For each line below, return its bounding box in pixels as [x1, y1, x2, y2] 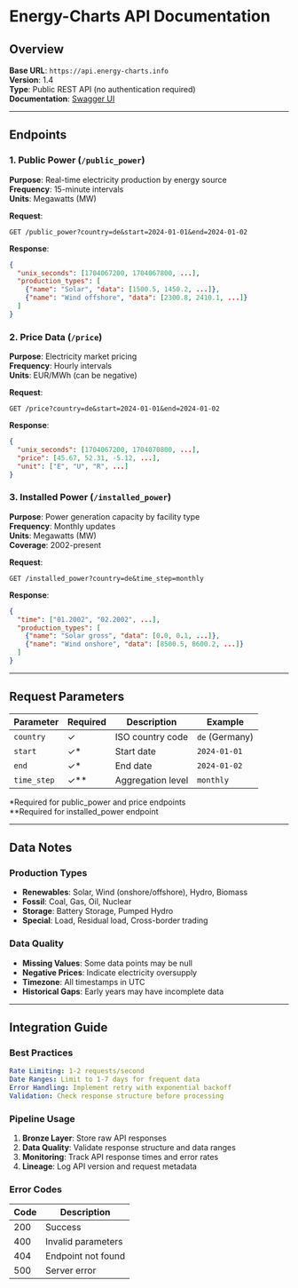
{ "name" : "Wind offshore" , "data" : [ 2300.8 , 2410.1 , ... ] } [25, 293, 248, 303]
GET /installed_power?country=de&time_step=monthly [9, 574, 204, 583]
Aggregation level [114, 774, 189, 786]
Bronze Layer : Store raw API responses [21, 1133, 167, 1143]
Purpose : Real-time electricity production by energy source [9, 174, 228, 185]
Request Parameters [9, 689, 125, 704]
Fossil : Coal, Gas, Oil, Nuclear [21, 896, 132, 907]
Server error [45, 1264, 97, 1276]
